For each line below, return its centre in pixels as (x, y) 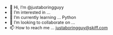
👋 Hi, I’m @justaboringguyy (37, 7)
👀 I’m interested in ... (30, 12)
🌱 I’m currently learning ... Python (43, 17)
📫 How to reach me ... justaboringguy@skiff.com (58, 28)
